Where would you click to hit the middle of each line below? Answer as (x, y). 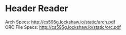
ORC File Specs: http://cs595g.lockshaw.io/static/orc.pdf (63, 27)
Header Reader (37, 9)
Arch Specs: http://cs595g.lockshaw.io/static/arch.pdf (60, 22)
